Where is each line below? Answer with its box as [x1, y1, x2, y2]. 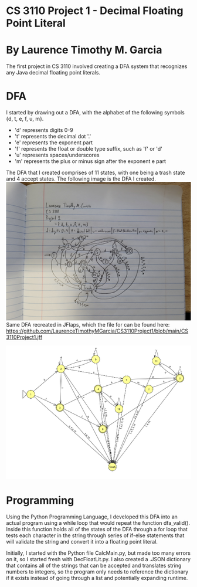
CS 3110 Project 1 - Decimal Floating [6, 4, 184, 18]
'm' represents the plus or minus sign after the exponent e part [14, 158, 166, 165]
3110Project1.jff [6, 334, 43, 341]
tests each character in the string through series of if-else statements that [6, 532, 185, 539]
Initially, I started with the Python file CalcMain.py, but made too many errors [6, 549, 191, 557]
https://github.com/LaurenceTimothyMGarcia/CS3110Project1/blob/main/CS [6, 327, 189, 335]
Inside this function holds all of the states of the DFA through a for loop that [6, 526, 188, 533]
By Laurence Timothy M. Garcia [6, 43, 162, 57]
